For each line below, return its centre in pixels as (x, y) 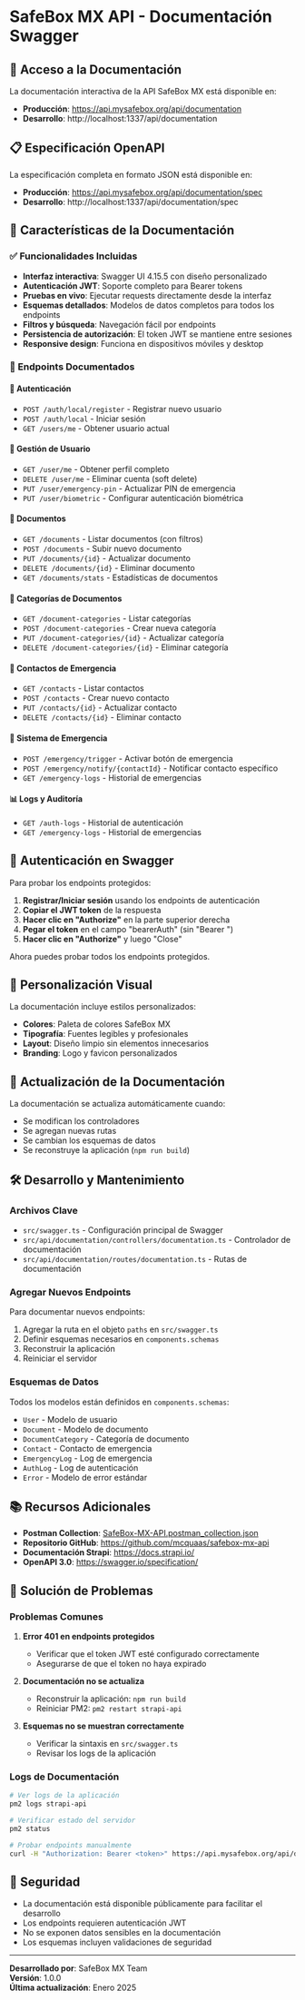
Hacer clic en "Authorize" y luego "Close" (102, 939)
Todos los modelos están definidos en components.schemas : (119, 1402)
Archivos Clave (44, 1210)
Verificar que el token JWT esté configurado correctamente (148, 1654)
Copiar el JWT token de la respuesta (92, 910)
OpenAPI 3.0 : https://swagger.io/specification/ (110, 1562)
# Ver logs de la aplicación (64, 1796)
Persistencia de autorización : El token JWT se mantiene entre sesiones (157, 334)
